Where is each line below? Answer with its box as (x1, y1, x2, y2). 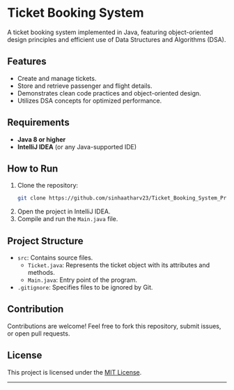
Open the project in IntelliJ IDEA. (17, 207, 111, 216)
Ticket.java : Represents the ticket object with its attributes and (27, 261, 210, 269)
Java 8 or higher (17, 135, 66, 144)
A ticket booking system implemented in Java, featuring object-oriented (7, 28, 214, 36)
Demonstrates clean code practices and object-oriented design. (17, 89, 202, 97)
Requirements (7, 117, 70, 128)
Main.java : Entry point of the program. (27, 276, 138, 284)
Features (7, 56, 47, 68)
